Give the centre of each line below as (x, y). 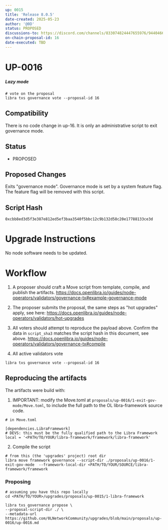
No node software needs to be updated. (46, 253)
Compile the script (31, 447)
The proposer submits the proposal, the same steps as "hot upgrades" (85, 308)
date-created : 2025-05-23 (32, 19)
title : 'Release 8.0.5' (30, 15)
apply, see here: (29, 313)
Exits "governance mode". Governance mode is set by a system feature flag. (84, 187)
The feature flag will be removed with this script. (55, 192)
